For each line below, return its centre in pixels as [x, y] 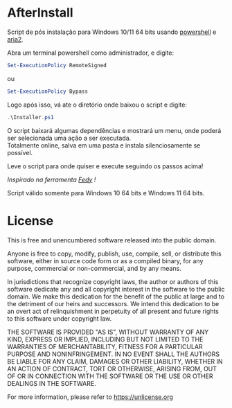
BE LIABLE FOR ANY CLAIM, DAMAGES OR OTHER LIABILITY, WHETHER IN [115, 361]
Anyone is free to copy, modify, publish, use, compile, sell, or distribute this [114, 254]
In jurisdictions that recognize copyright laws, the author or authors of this [113, 281]
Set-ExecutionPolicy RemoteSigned [57, 65]
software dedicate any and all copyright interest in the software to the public [116, 289]
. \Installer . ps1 [30, 117]
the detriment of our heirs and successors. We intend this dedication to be [113, 303]
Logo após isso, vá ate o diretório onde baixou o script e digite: [97, 105]
